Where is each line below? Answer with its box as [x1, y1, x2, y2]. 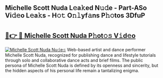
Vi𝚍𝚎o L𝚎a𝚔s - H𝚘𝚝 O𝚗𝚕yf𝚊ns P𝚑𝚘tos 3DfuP [5, 12, 145, 20]
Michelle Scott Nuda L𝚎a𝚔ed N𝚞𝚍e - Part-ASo [5, 4, 147, 12]
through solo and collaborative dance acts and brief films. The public [5, 58, 144, 63]
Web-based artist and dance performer [67, 47, 146, 52]
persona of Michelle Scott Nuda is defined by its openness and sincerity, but [5, 62, 159, 68]
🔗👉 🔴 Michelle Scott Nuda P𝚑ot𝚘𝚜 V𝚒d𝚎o [5, 31, 136, 40]
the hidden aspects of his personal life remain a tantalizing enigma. [5, 68, 140, 73]
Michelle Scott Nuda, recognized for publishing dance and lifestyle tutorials [5, 52, 156, 58]
